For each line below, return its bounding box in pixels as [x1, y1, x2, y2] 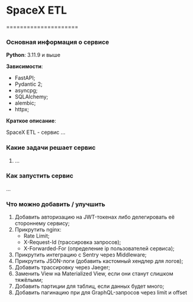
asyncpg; [14, 87, 38, 94]
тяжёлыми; [14, 277, 43, 284]
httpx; [14, 106, 30, 113]
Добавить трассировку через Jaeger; [14, 264, 111, 271]
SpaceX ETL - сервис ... [6, 128, 66, 136]
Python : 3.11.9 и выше [6, 52, 61, 59]
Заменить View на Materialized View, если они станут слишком [14, 270, 173, 277]
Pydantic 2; [14, 81, 43, 88]
